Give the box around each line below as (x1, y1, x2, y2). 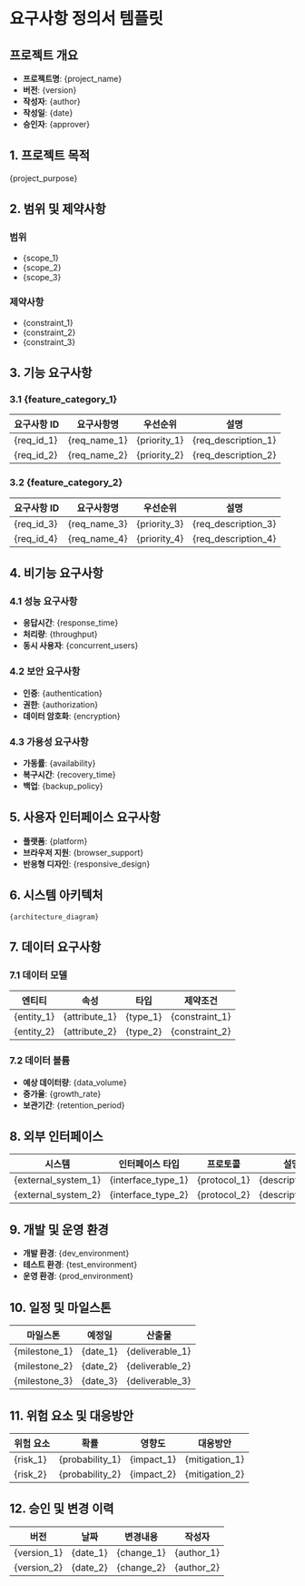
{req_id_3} (14, 517, 58, 530)
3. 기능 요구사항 (9, 365, 93, 381)
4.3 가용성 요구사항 (9, 735, 89, 747)
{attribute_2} (63, 1025, 117, 1038)
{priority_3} (135, 517, 184, 530)
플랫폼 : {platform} (22, 835, 88, 847)
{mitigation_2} (184, 1468, 245, 1480)
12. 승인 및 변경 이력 (9, 1501, 114, 1517)
